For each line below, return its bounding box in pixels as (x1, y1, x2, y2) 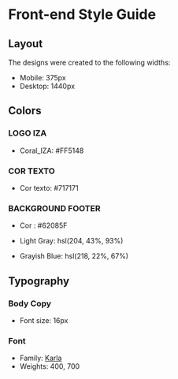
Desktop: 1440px (19, 81, 76, 91)
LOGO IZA (8, 128, 47, 139)
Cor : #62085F (19, 221, 68, 230)
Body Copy (8, 298, 52, 309)
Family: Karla (19, 353, 62, 363)
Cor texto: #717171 (19, 183, 79, 192)
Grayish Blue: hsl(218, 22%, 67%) (19, 251, 128, 261)
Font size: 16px (19, 315, 69, 325)
